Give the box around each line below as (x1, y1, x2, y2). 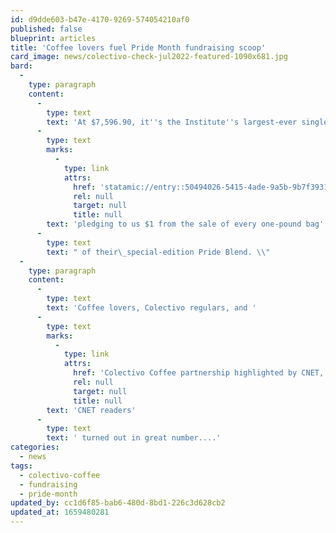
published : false (10, 24, 83, 34)
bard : (10, 61, 33, 71)
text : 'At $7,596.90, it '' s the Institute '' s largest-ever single (46, 117, 329, 127)
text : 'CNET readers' (46, 405, 137, 415)
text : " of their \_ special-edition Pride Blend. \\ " (46, 247, 271, 257)
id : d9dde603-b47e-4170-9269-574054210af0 (10, 14, 190, 25)
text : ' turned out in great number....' (46, 433, 222, 443)
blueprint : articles (10, 33, 97, 43)
